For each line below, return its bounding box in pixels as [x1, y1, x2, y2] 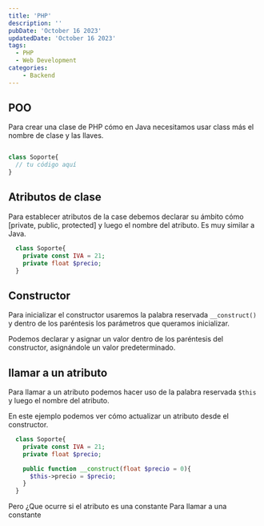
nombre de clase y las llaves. [8, 131, 104, 140]
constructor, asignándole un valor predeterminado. [8, 342, 176, 353]
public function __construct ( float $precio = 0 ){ [22, 464, 192, 473]
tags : [8, 42, 26, 50]
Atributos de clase [8, 190, 102, 204]
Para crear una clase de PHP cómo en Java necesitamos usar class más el [8, 122, 254, 132]
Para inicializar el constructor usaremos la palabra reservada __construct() [8, 310, 258, 320]
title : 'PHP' [8, 11, 52, 20]
